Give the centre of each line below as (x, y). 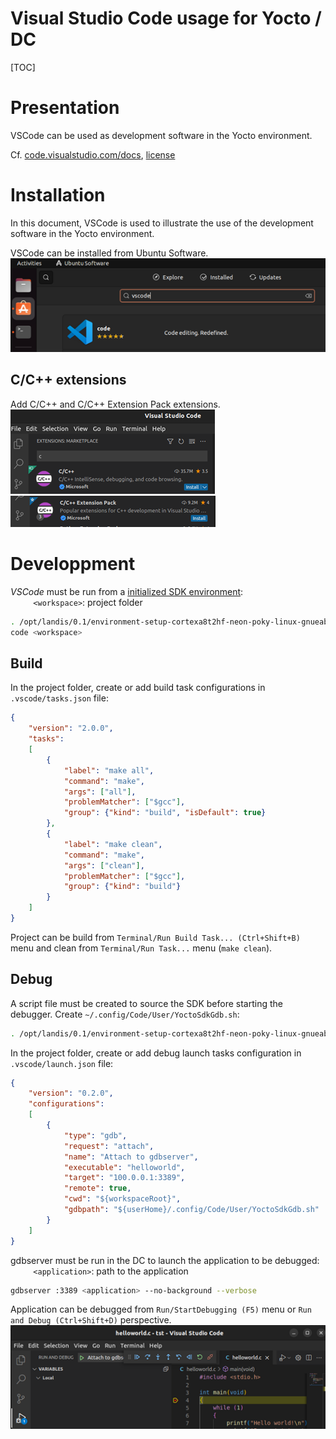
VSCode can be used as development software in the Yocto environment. (161, 135)
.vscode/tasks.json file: (59, 698)
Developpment (73, 564)
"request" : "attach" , (109, 1146)
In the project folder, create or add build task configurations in (138, 688)
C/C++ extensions (68, 380)
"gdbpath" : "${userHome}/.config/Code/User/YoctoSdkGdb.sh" (191, 1210)
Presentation (65, 108)
